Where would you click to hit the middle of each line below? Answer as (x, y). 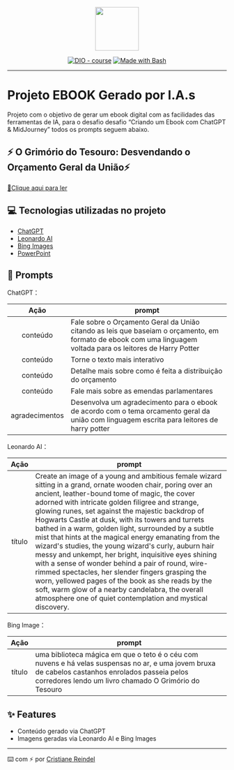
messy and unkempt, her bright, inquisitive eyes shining (126, 555)
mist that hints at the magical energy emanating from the (127, 538)
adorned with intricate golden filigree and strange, (117, 503)
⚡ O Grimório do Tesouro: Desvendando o (99, 153)
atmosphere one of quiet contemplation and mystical (121, 598)
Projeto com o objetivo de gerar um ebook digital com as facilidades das (111, 114)
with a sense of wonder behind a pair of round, (111, 563)
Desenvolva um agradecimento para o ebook (144, 403)
